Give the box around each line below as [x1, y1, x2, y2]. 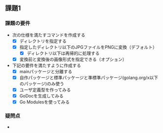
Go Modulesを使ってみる [19, 99, 70, 105]
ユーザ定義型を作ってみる [19, 87, 71, 93]
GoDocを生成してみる [19, 93, 64, 99]
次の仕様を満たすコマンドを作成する [12, 32, 86, 38]
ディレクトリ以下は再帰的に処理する [26, 50, 100, 56]
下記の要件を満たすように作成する [12, 62, 81, 68]
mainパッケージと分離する [19, 68, 72, 74]
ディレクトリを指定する [19, 38, 67, 44]
